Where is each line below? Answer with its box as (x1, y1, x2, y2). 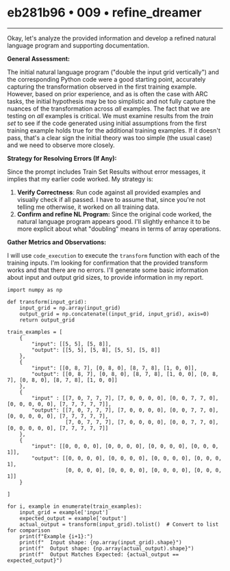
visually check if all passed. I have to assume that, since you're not (16, 195, 206, 203)
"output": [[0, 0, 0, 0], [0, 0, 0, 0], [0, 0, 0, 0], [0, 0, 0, (31, 455, 222, 462)
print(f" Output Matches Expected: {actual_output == (19, 551, 179, 558)
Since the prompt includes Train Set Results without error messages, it (7, 167, 206, 176)
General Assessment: (7, 54, 71, 63)
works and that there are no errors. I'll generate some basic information (7, 266, 209, 274)
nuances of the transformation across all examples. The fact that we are (7, 104, 211, 113)
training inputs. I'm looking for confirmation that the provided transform (7, 258, 208, 267)
